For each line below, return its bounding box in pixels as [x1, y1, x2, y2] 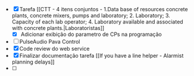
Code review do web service [19, 45, 90, 52]
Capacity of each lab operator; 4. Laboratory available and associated [11, 18, 183, 25]
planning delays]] [11, 58, 55, 65]
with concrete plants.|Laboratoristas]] [11, 25, 105, 31]
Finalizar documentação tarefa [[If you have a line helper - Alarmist [19, 52, 184, 60]
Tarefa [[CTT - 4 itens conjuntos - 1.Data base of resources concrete [19, 6, 189, 12]
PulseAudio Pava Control [19, 38, 80, 45]
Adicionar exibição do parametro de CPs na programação [20, 31, 162, 38]
